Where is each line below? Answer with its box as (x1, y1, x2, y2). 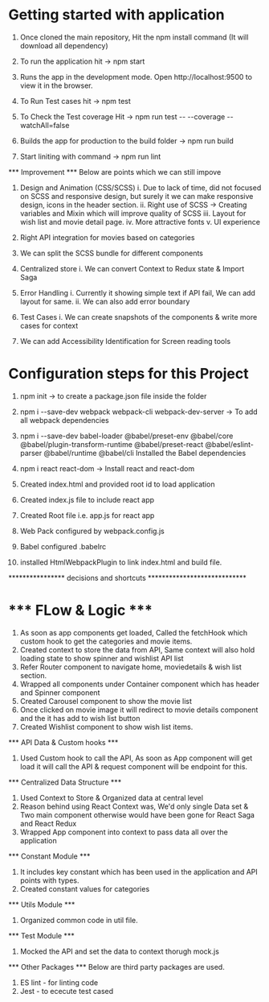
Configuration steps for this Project (8, 365, 249, 383)
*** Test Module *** (8, 930, 75, 940)
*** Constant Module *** (8, 851, 91, 861)
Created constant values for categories (19, 884, 150, 893)
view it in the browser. (19, 81, 94, 90)
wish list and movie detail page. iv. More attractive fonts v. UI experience (19, 217, 261, 226)
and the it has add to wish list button (19, 713, 141, 723)
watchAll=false (19, 120, 70, 130)
